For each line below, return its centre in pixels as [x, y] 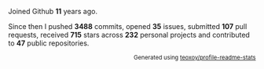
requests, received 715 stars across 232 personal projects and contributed [129, 35]
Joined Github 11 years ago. [53, 11]
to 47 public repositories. [49, 43]
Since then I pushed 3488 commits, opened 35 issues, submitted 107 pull [128, 26]
